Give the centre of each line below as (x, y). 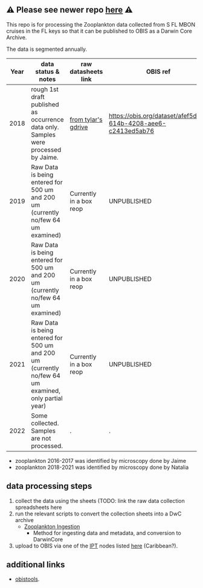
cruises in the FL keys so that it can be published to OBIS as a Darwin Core (99, 31)
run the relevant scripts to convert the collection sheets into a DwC (98, 514)
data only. (45, 127)
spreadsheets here (38, 507)
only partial (47, 398)
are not (41, 438)
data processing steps (49, 486)
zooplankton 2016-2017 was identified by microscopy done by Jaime (101, 460)
